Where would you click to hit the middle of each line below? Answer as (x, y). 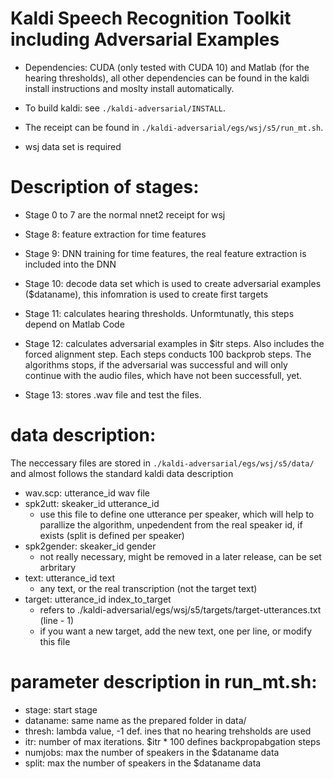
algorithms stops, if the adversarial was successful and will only (156, 364)
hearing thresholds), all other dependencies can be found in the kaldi (167, 78)
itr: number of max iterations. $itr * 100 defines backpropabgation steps (172, 741)
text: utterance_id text (70, 578)
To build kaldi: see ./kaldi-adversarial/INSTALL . (125, 108)
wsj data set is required (73, 146)
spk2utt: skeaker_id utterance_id (92, 503)
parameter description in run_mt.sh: (164, 682)
